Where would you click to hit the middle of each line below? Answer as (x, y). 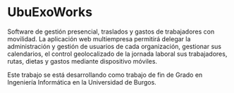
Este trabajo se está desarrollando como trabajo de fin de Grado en (105, 75)
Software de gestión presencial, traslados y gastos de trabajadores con (111, 31)
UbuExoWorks (50, 12)
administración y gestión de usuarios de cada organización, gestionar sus (115, 46)
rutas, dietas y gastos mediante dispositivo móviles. (82, 61)
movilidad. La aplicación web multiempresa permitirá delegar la (99, 38)
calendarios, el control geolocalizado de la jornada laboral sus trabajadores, (117, 54)
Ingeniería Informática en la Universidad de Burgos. (82, 82)
